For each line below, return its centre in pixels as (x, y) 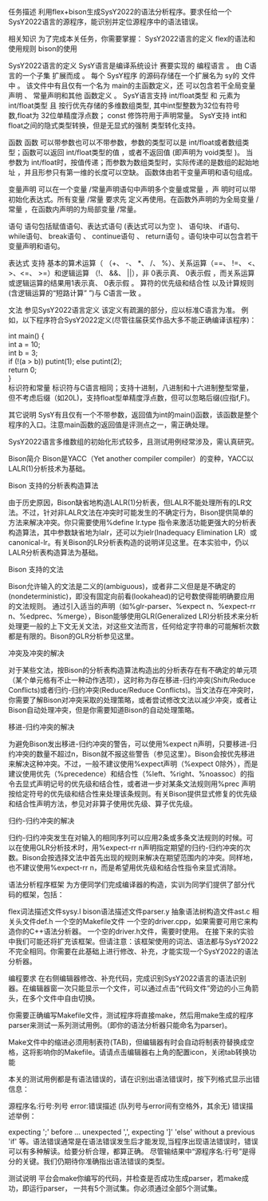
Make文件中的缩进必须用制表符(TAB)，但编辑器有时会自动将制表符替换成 (128, 1042)
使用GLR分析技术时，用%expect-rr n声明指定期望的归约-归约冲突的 (133, 847)
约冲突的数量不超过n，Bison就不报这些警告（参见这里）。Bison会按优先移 (128, 754)
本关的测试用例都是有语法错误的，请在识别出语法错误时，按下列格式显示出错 (134, 1079)
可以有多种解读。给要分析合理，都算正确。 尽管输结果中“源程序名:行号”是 (129, 1151)
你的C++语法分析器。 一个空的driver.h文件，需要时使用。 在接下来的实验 (134, 931)
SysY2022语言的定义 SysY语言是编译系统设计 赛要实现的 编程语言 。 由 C (129, 65)
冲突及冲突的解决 (36, 653)
